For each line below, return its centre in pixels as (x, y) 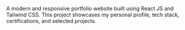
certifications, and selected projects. (51, 21)
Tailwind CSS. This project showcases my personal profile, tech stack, (93, 15)
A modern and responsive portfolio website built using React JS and (90, 9)
